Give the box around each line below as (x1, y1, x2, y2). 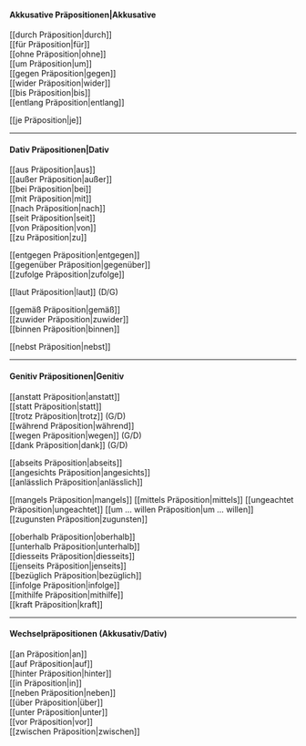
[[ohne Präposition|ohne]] (9, 48, 107, 60)
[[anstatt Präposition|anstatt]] (9, 391, 120, 402)
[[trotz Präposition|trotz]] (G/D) (9, 410, 127, 421)
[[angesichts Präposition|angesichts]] (9, 466, 151, 477)
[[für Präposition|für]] (9, 39, 90, 50)
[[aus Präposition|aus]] (9, 164, 96, 175)
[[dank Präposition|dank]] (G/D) (9, 439, 128, 450)
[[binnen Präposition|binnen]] (9, 323, 120, 334)
